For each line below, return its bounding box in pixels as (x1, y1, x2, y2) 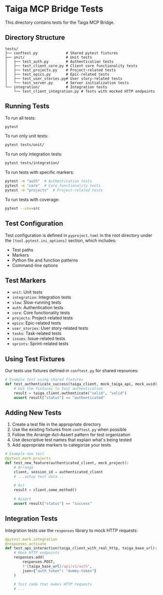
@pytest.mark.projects (5, 456, 51, 461)
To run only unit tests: (5, 133, 49, 139)
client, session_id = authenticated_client (14, 469, 103, 474)
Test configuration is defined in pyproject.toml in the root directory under (5, 232, 153, 238)
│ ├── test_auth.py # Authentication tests (5, 59, 114, 64)
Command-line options (12, 262, 58, 268)
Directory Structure (5, 33, 65, 42)
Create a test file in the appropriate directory (12, 421, 101, 428)
